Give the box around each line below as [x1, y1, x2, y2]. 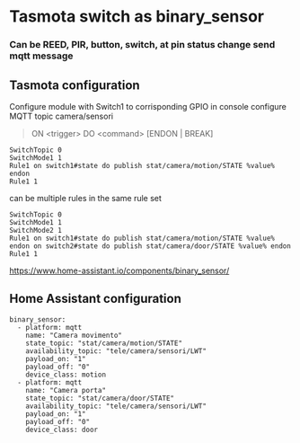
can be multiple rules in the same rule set [9, 192, 162, 203]
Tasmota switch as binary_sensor [9, 6, 265, 27]
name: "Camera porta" [25, 385, 106, 394]
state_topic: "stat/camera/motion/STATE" [25, 339, 182, 348]
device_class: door [25, 425, 99, 434]
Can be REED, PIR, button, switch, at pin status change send [9, 39, 276, 51]
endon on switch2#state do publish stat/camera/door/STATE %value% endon [9, 241, 292, 251]
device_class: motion [25, 370, 106, 379]
